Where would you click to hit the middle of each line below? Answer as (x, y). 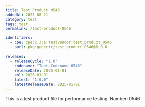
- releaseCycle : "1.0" (34, 61)
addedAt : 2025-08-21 (27, 15)
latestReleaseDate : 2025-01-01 (47, 85)
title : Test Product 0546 (32, 10)
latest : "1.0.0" (32, 80)
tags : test (17, 24)
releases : (16, 56)
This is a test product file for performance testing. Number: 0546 (73, 98)
